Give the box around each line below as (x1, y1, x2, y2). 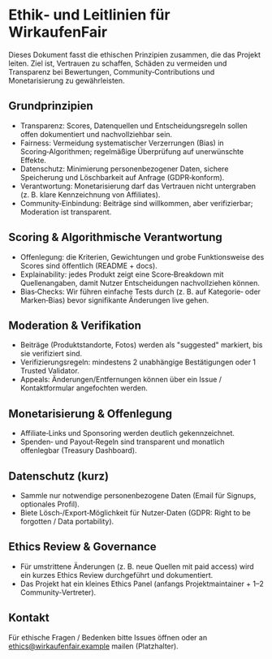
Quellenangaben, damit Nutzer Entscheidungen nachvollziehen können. (19, 278, 260, 287)
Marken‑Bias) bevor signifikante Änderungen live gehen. (19, 295, 209, 305)
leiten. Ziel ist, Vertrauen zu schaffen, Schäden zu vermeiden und (8, 58, 227, 68)
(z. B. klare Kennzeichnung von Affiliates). (19, 189, 161, 200)
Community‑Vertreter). (19, 587, 97, 597)
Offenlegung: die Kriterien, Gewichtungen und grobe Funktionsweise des (19, 252, 265, 261)
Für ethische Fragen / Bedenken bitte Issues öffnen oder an (8, 632, 208, 642)
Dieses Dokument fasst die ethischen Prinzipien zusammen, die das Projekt (8, 50, 261, 59)
